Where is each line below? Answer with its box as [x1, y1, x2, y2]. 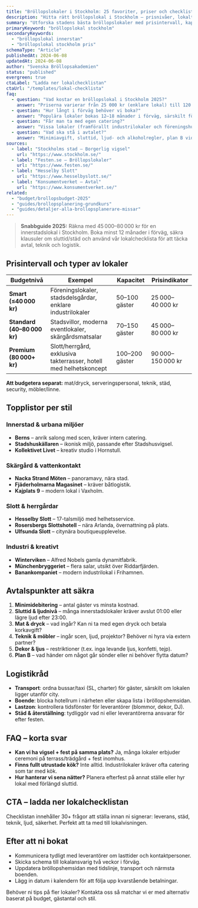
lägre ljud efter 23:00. [14, 614, 68, 621]
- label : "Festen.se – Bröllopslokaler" [11, 157, 112, 163]
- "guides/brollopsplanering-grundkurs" [11, 201, 112, 207]
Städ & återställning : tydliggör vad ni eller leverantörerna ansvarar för [14, 710, 184, 717]
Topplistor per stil [6, 403, 72, 413]
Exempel [68, 276, 93, 284]
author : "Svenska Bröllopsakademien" [6, 63, 99, 70]
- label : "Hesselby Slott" [11, 168, 78, 174]
